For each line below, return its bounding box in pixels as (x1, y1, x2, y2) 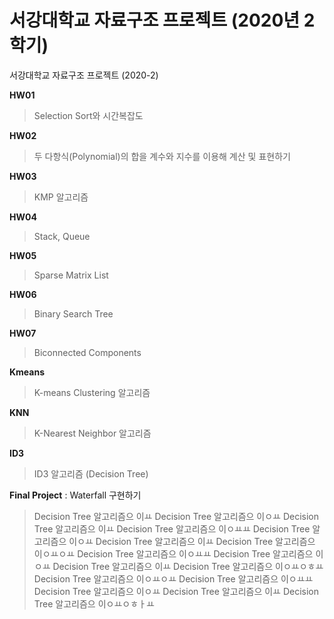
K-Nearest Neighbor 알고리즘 (33, 427, 152, 439)
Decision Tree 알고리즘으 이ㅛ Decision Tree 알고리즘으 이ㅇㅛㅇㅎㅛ (52, 560, 324, 572)
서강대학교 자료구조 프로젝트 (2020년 (9, 9, 301, 32)
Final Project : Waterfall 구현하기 (9, 489, 142, 501)
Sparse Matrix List (33, 269, 109, 281)
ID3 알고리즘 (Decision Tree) (33, 467, 149, 480)
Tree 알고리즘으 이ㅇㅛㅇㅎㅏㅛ (33, 597, 155, 610)
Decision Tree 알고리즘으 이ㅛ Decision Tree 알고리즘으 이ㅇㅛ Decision (33, 510, 320, 522)
